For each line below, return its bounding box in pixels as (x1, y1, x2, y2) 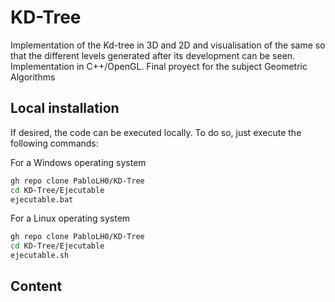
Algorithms (10, 71, 56, 83)
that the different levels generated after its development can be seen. (10, 49, 296, 61)
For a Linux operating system (10, 212, 131, 225)
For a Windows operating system (10, 156, 147, 168)
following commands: (10, 137, 99, 149)
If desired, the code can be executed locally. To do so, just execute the (10, 126, 302, 138)
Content (10, 278, 63, 295)
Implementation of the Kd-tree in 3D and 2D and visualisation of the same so (10, 39, 326, 51)
